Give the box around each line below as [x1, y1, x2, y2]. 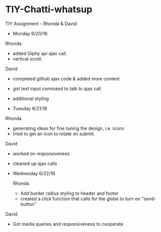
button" [20, 201, 37, 207]
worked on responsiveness [12, 150, 70, 157]
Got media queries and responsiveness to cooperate [12, 221, 124, 227]
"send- [141, 196, 156, 202]
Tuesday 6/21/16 [12, 105, 48, 111]
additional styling [12, 95, 49, 101]
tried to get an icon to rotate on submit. [12, 131, 96, 137]
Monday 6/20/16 [12, 30, 48, 36]
